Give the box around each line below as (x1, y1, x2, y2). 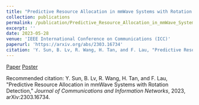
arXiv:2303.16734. (6, 93, 50, 100)
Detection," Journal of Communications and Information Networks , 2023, (6, 87, 185, 94)
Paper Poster (6, 63, 38, 70)
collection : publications (6, 14, 70, 20)
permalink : (6, 19, 33, 25)
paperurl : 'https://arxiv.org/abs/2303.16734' (6, 42, 123, 48)
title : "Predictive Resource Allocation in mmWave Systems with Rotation (6, 8, 192, 15)
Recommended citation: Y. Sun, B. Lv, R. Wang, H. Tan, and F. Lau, (6, 74, 168, 81)
